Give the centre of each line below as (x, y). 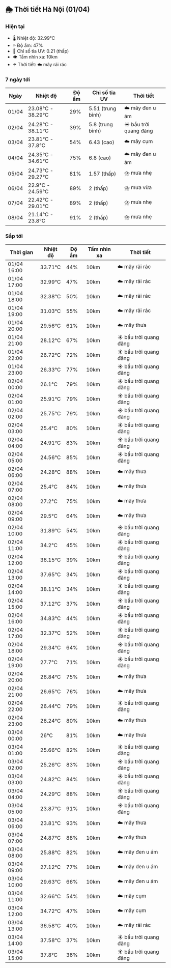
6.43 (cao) (102, 142)
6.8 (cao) (100, 158)
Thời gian (22, 252)
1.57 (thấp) (102, 174)
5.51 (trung (103, 108)
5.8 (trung (101, 124)
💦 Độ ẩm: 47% (28, 45)
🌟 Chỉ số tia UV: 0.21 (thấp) (41, 51)
